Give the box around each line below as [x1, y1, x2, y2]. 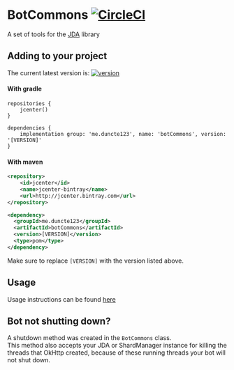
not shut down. [7, 356, 51, 364]
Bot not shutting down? [7, 315, 111, 327]
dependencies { [7, 124, 52, 132]
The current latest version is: [7, 68, 90, 77]
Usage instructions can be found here [7, 295, 117, 303]
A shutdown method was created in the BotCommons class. [7, 334, 172, 342]
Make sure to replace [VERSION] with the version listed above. [7, 256, 184, 265]
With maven [7, 157, 43, 166]
